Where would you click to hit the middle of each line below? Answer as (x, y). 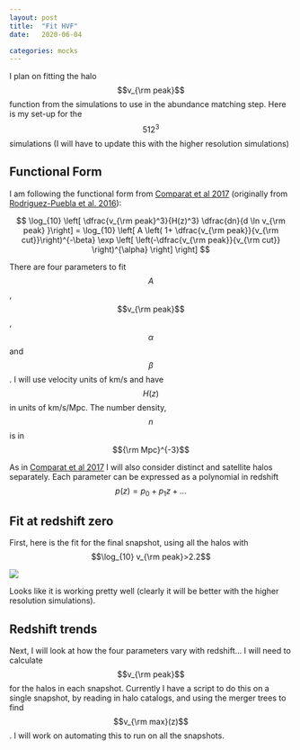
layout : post (34, 18)
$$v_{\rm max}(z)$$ (151, 722)
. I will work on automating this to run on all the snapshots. (117, 736)
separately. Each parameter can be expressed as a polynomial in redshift (144, 476)
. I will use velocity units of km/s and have (87, 379)
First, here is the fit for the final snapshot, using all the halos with (129, 543)
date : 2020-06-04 (46, 34)
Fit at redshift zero (62, 521)
